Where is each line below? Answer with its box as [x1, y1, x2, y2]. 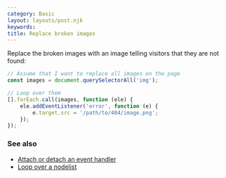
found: [7, 57, 27, 65]
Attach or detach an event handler [17, 155, 117, 163]
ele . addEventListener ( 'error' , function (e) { [20, 103, 159, 110]
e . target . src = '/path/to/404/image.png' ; [32, 109, 159, 116]
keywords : [7, 23, 36, 30]
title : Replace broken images [7, 30, 96, 37]
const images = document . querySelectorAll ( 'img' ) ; [7, 77, 159, 84]
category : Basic [7, 10, 55, 18]
